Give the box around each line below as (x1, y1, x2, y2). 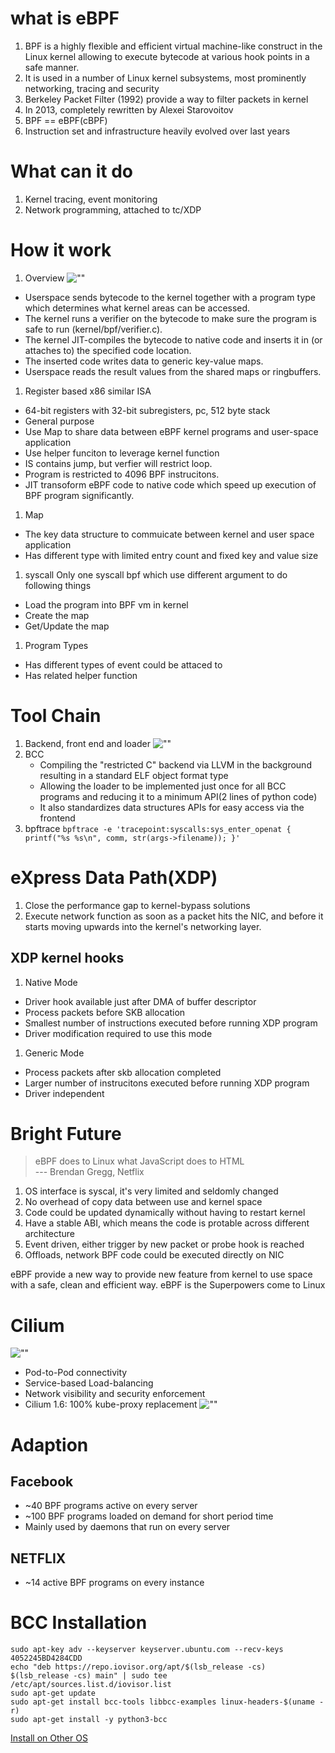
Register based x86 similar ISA (24, 385, 152, 397)
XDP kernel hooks (10, 950, 125, 967)
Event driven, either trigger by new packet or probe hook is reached (24, 1238, 305, 1251)
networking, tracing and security (24, 82, 160, 94)
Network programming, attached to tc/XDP (24, 203, 202, 216)
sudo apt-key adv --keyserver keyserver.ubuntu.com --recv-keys (10, 1645, 284, 1655)
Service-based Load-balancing (24, 1377, 154, 1389)
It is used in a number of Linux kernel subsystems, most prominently (24, 72, 307, 84)
